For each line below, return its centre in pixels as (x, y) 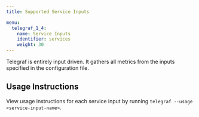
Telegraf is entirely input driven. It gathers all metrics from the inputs (91, 61)
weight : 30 (30, 45)
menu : (13, 22)
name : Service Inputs (44, 33)
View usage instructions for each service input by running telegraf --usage (99, 101)
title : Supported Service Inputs (48, 12)
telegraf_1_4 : (29, 28)
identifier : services (44, 39)
